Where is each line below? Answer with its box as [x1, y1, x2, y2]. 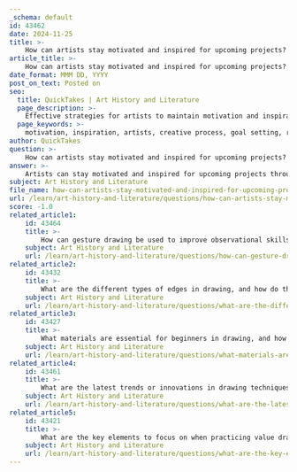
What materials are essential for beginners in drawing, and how [41, 334, 287, 343]
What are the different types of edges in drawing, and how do [41, 284, 278, 293]
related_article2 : [9, 260, 77, 269]
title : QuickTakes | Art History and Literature [17, 95, 200, 104]
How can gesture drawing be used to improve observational [41, 236, 263, 244]
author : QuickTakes [9, 136, 81, 145]
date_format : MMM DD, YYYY [9, 71, 109, 80]
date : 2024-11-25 [9, 29, 73, 38]
